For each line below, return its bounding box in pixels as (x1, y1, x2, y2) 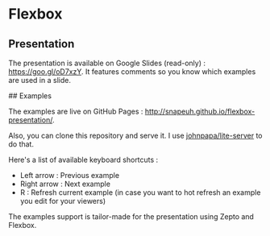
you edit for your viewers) (19, 197, 106, 205)
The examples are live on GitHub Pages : (8, 106, 143, 116)
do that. (8, 139, 35, 149)
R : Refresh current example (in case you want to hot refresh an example (19, 188, 261, 197)
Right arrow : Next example (19, 179, 111, 188)
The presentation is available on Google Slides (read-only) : (8, 58, 206, 68)
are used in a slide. (8, 76, 71, 85)
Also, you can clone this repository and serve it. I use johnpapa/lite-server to (8, 130, 264, 140)
